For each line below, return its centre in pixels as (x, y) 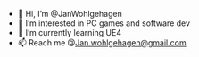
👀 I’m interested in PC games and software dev (104, 23)
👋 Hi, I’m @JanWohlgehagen (70, 14)
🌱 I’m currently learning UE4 (70, 33)
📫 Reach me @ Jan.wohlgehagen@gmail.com (102, 43)
